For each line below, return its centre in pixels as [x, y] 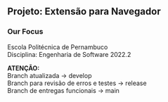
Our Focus [25, 32]
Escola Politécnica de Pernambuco [58, 47]
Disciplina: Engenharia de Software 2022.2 [69, 54]
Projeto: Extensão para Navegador [84, 12]
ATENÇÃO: [24, 68]
